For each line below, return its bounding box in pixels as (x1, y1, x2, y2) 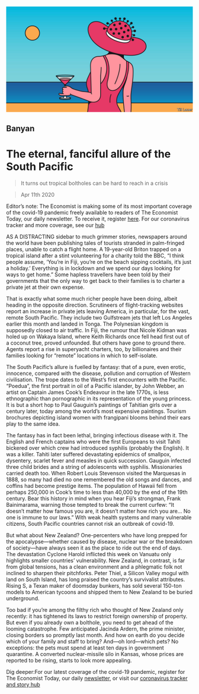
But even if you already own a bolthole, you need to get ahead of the (6, 619, 174, 626)
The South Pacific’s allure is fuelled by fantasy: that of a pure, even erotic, (6, 363, 187, 370)
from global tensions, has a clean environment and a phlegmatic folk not (6, 563, 182, 570)
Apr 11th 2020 (20, 191, 55, 198)
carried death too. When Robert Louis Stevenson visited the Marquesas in (6, 469, 187, 477)
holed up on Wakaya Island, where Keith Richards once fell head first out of (6, 333, 190, 340)
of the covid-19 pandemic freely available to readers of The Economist (6, 209, 178, 216)
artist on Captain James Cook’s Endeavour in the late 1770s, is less (6, 389, 169, 396)
